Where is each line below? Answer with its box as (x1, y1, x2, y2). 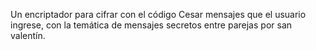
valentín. (10, 30, 46, 41)
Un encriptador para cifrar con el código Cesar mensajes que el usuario (10, 9, 307, 20)
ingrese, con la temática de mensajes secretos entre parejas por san (10, 19, 293, 31)
